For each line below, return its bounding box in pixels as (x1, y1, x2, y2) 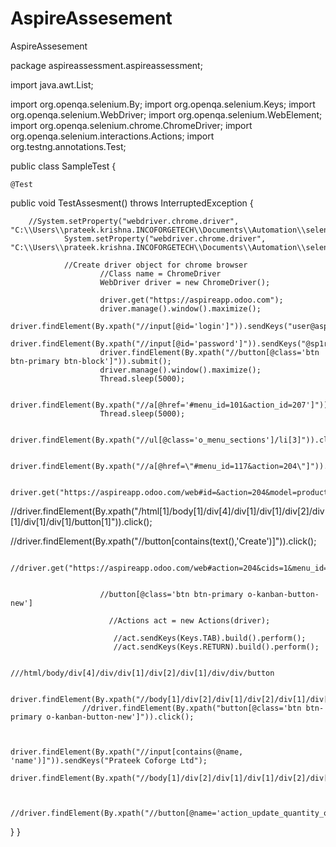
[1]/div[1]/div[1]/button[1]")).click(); (10, 515, 153, 527)
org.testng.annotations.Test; (10, 140, 127, 152)
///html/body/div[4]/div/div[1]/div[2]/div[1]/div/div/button (10, 668, 275, 678)
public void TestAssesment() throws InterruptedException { (10, 197, 254, 209)
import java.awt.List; (10, 78, 94, 91)
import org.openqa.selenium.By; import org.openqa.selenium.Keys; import (10, 98, 316, 110)
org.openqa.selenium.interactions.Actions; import (10, 130, 215, 142)
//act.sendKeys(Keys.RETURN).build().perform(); (113, 642, 320, 652)
